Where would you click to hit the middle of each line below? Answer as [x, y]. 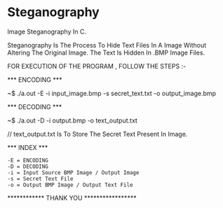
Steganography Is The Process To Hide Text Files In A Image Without [107, 45]
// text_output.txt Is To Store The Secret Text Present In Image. [97, 134]
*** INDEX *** [28, 147]
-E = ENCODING [28, 160]
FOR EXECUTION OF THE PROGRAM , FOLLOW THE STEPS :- [97, 66]
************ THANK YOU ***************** [72, 197]
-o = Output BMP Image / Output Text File [70, 185]
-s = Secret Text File [40, 179]
